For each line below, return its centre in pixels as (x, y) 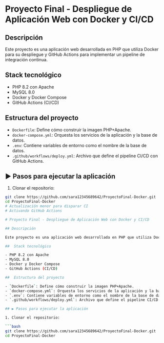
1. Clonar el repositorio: (32, 318)
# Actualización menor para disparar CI (47, 206)
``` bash (13, 327)
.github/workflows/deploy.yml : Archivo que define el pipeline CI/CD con (85, 156)
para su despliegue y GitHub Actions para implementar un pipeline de (75, 54)
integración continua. (26, 60)
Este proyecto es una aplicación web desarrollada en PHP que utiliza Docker (82, 49)
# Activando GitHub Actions (34, 211)
